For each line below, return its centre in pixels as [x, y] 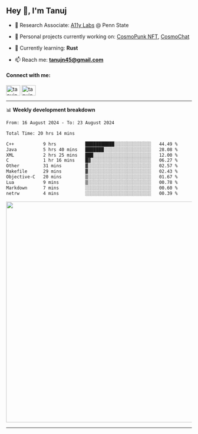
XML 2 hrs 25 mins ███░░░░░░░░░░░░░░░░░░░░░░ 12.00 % [92, 155]
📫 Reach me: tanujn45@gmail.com [59, 59]
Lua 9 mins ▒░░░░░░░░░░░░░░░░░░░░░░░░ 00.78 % [92, 182]
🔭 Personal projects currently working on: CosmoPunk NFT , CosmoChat [102, 37]
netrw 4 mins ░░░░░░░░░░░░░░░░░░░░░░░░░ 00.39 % [92, 193]
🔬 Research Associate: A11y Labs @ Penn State [72, 25]
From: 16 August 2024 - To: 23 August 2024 [60, 123]
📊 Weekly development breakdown [51, 110]
